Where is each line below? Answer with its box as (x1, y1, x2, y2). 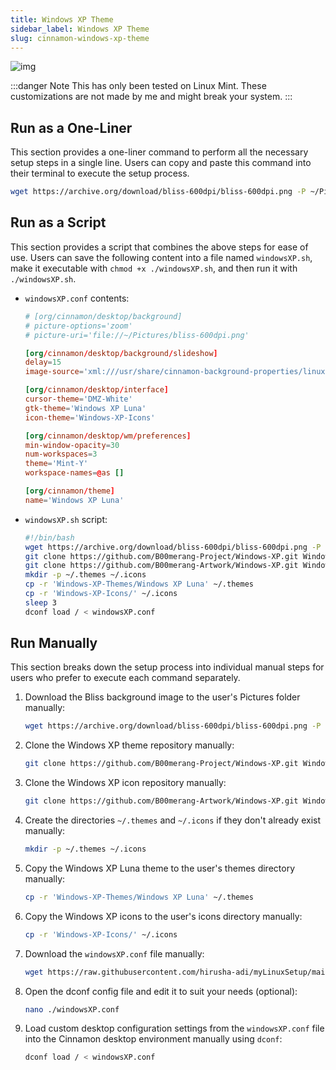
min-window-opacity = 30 (24, 440, 120, 450)
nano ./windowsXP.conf (24, 1004, 120, 1015)
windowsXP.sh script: (24, 513, 108, 525)
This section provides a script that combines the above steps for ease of (10, 241, 309, 253)
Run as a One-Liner (10, 119, 133, 136)
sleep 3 (24, 597, 57, 608)
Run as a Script (10, 214, 107, 231)
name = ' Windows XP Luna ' (24, 495, 125, 505)
